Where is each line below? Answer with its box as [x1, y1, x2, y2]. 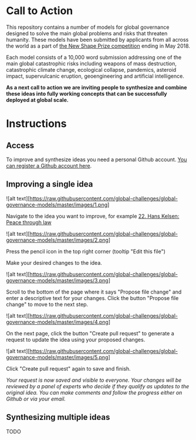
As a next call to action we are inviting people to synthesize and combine [6, 84, 187, 91]
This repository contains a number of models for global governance [6, 24, 170, 31]
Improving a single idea [6, 179, 93, 189]
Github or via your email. [6, 395, 66, 402]
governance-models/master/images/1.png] [6, 201, 110, 208]
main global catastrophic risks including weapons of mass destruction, [6, 60, 177, 67]
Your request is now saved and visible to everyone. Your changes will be [6, 376, 182, 384]
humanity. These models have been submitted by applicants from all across [6, 36, 189, 43]
